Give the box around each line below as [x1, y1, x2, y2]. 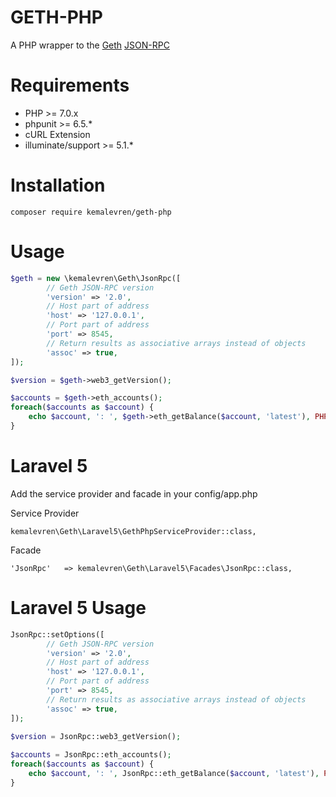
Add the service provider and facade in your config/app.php [10, 487, 258, 500]
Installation [10, 174, 106, 197]
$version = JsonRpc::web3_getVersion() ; [10, 731, 182, 741]
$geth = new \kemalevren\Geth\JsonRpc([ [10, 273, 182, 283]
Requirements [10, 74, 130, 97]
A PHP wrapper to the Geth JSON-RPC [10, 39, 170, 51]
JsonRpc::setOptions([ [10, 629, 105, 640]
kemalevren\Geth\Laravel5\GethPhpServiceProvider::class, [10, 526, 257, 536]
